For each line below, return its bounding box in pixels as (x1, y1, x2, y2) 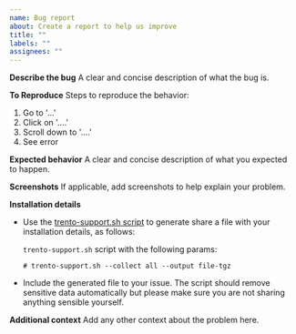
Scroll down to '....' (22, 127, 93, 137)
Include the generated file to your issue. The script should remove (22, 278, 270, 288)
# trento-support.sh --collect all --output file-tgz (22, 261, 231, 271)
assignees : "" (9, 47, 64, 56)
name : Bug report (9, 13, 76, 23)
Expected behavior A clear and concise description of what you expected (9, 154, 288, 165)
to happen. (9, 164, 50, 175)
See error (22, 137, 59, 147)
